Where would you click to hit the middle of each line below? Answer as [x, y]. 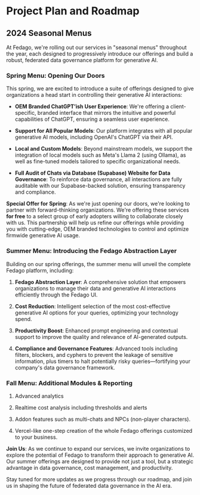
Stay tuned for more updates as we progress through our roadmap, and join [99, 479]
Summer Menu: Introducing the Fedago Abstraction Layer [92, 251]
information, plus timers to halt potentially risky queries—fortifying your [103, 361]
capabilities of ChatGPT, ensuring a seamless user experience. [92, 119]
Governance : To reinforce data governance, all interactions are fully [98, 179]
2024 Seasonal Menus [49, 33]
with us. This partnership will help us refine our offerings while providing [95, 223]
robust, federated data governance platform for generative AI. [82, 60]
